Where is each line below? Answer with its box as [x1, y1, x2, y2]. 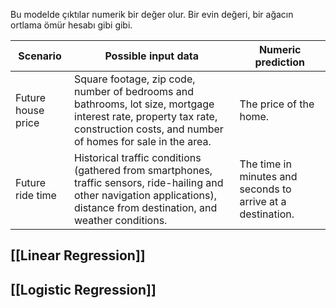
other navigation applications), [74, 189, 218, 202]
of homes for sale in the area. [74, 135, 212, 148]
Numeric [258, 43, 302, 56]
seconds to [239, 182, 292, 196]
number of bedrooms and [74, 85, 195, 98]
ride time [15, 189, 57, 202]
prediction [254, 55, 305, 69]
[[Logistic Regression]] [10, 281, 157, 298]
